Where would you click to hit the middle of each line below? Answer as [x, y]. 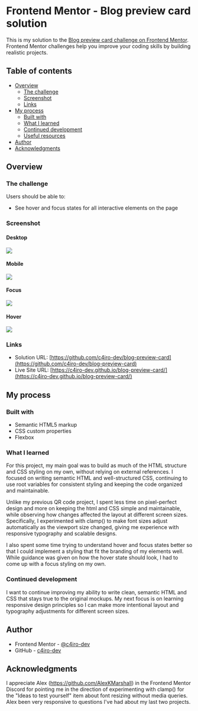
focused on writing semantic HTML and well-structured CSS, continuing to [97, 478]
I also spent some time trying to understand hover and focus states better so [99, 545]
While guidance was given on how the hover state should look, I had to [92, 558]
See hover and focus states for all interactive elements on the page [96, 208]
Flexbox [24, 437]
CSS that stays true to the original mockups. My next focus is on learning [95, 599]
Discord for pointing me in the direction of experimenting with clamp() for [95, 689]
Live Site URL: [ [33, 370]
